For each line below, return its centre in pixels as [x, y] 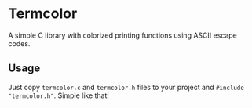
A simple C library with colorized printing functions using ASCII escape [123, 35]
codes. [19, 43]
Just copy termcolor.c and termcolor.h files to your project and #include [126, 87]
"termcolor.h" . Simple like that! [59, 95]
